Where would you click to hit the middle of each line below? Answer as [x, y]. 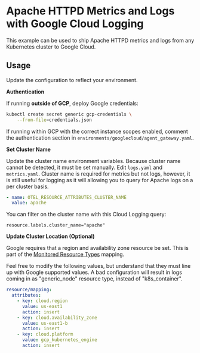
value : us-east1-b [45, 323]
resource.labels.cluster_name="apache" [56, 225]
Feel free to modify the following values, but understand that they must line [99, 266]
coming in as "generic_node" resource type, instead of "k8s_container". [95, 279]
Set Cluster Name [28, 149]
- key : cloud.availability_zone [57, 318]
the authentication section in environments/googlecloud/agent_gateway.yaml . [100, 138]
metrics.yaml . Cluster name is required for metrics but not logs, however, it [98, 174]
